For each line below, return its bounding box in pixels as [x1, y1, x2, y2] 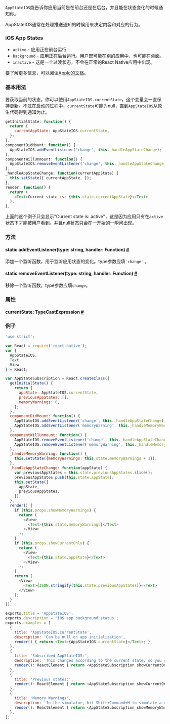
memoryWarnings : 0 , [18, 399, 60, 405]
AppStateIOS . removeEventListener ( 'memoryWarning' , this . [14, 442, 137, 447]
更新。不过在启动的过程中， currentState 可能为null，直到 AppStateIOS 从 [9, 103, 158, 109]
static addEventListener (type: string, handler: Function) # [5, 246, 130, 252]
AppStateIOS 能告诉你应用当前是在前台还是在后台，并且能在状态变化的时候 [5, 5, 159, 10]
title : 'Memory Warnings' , [14, 696, 71, 701]
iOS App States [5, 34, 44, 41]
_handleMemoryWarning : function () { [10, 451, 87, 456]
